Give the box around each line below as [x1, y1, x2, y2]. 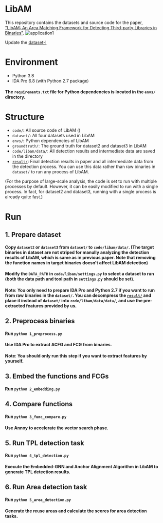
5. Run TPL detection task [5, 439, 84, 447]
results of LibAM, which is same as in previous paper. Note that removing [5, 254, 156, 260]
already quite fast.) [5, 194, 43, 200]
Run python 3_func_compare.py [5, 414, 67, 419]
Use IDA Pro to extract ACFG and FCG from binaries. [5, 342, 112, 348]
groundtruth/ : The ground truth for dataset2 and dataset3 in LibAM [12, 143, 147, 149]
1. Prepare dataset [5, 230, 61, 239]
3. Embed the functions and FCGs [5, 372, 109, 380]
